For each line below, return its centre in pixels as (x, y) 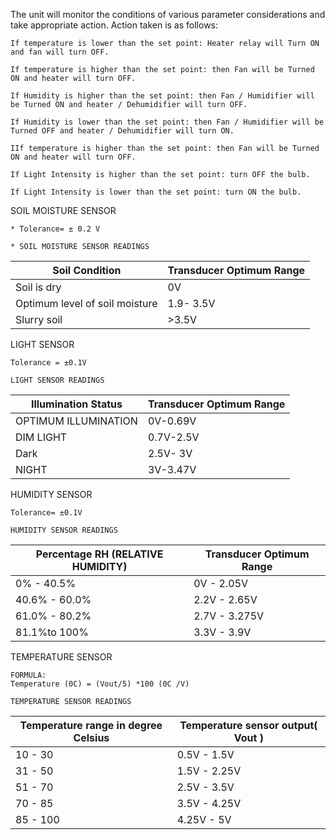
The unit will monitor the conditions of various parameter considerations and (168, 14)
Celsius (91, 737)
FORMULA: (28, 675)
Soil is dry (38, 287)
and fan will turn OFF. (60, 52)
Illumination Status (76, 404)
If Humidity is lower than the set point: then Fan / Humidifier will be (167, 122)
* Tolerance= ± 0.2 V (55, 229)
